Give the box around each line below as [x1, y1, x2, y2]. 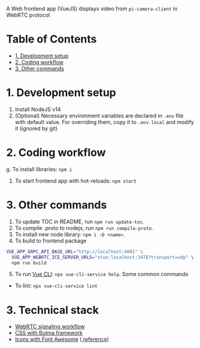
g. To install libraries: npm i [6, 165, 72, 173]
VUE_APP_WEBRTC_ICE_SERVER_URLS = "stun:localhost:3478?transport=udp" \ [11, 254, 195, 260]
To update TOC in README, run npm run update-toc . [14, 218, 144, 225]
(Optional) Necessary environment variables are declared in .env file [14, 112, 184, 119]
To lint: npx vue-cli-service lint [14, 282, 98, 289]
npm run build [11, 260, 47, 266]
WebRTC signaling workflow [14, 323, 85, 330]
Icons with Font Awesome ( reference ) [14, 335, 110, 343]
